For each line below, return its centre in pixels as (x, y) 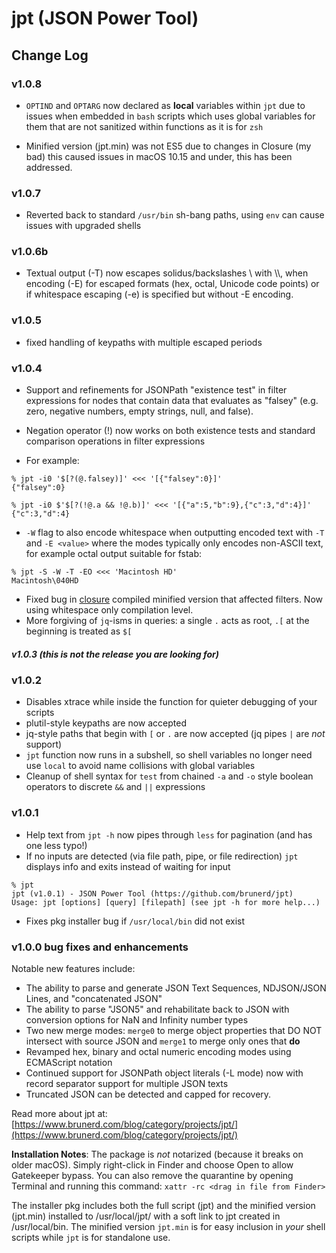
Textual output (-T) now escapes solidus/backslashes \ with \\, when (167, 273)
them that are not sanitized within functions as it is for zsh (144, 126)
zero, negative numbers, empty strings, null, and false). (139, 411)
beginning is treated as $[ (79, 631)
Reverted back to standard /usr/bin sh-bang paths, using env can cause (175, 215)
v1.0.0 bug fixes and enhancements (100, 947)
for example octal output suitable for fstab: (114, 554)
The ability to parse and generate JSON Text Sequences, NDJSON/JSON (176, 988)
